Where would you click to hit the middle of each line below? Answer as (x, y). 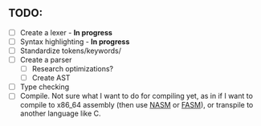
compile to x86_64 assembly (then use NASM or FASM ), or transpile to (137, 105)
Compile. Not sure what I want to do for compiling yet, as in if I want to (136, 96)
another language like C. (60, 114)
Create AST (51, 78)
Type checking (45, 87)
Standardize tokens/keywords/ (71, 51)
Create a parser (46, 60)
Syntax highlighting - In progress (75, 41)
